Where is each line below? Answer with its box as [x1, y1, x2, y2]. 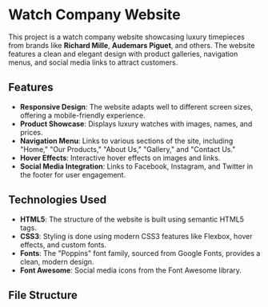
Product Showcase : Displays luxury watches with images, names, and [19, 118, 253, 129]
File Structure [8, 288, 78, 301]
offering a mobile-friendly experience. [19, 110, 146, 120]
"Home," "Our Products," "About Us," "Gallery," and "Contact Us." [19, 144, 236, 153]
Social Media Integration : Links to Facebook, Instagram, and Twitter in [19, 161, 254, 171]
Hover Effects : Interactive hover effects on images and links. [19, 153, 221, 162]
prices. [19, 127, 43, 137]
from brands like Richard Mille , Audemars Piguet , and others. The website [8, 40, 255, 50]
